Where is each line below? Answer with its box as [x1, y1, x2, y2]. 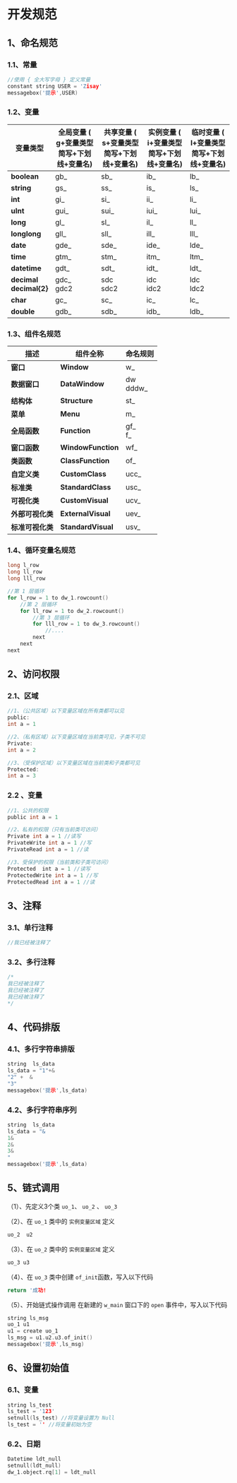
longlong [11, 229, 42, 239]
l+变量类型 [190, 138, 226, 148]
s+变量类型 [102, 138, 139, 148]
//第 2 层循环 [20, 601, 57, 608]
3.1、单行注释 [7, 922, 54, 932]
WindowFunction [60, 443, 119, 453]
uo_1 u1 [7, 1321, 30, 1328]
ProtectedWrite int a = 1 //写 [7, 871, 99, 879]
